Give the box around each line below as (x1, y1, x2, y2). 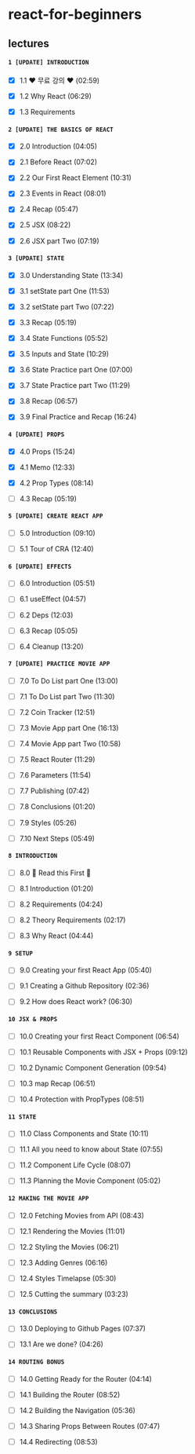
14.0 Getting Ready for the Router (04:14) (19, 1374, 153, 1383)
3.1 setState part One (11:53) (19, 286, 110, 295)
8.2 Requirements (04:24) (19, 899, 103, 909)
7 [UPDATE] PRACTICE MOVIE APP (8, 660, 110, 668)
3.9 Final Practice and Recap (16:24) (19, 412, 137, 422)
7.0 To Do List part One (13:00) (19, 676, 119, 685)
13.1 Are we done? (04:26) (19, 1339, 104, 1349)
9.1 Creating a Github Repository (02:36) (19, 981, 150, 991)
